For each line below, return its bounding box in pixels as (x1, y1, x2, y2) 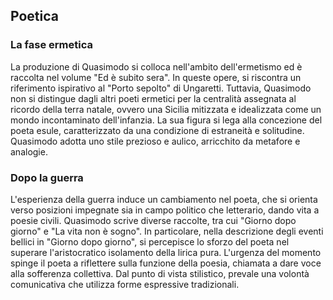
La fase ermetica (10, 38, 94, 52)
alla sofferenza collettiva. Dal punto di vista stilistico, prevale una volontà (10, 267, 310, 279)
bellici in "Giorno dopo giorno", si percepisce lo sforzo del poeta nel (10, 235, 290, 248)
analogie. (10, 145, 48, 158)
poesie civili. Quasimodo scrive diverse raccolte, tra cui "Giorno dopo (10, 214, 297, 226)
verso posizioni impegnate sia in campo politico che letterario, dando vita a (10, 204, 320, 216)
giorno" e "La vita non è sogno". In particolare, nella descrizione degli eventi (10, 225, 324, 237)
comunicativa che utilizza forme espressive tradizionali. (10, 278, 240, 290)
